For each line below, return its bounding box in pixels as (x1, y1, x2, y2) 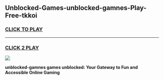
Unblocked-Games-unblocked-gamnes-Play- (5, 4, 147, 12)
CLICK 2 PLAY (5, 44, 39, 51)
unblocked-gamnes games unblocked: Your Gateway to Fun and (5, 64, 138, 70)
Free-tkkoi (5, 12, 38, 20)
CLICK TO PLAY (5, 26, 43, 33)
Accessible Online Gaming (5, 69, 60, 75)
